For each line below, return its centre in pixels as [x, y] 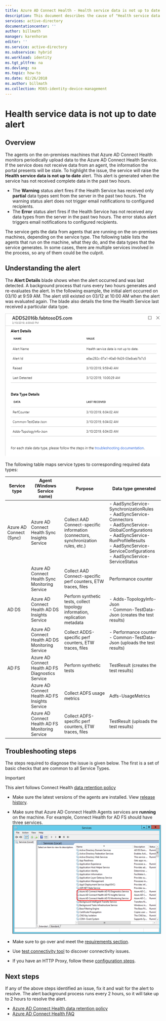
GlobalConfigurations [131, 530]
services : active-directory [34, 21]
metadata [74, 623]
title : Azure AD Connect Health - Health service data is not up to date [83, 10]
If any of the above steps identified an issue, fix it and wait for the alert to [80, 988]
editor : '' [16, 42]
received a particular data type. [37, 306]
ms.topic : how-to [23, 73]
